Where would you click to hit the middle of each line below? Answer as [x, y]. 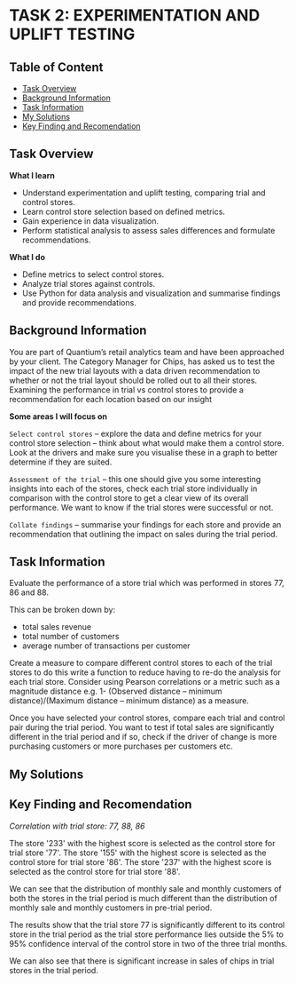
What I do [27, 257]
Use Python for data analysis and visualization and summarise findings [151, 293]
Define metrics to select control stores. [93, 274]
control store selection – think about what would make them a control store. [147, 443]
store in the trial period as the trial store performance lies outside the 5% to [147, 934]
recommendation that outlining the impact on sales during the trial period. [144, 534]
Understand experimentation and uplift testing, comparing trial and [144, 193]
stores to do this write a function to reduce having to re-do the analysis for [145, 672]
